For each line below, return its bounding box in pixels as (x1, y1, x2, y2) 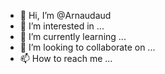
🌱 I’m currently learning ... (19, 31, 127, 42)
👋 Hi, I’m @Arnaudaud (19, 10, 112, 21)
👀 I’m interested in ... (19, 20, 105, 32)
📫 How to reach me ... (19, 53, 113, 64)
